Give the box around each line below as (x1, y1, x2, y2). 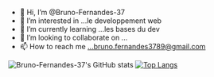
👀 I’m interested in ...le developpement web (19, 16, 161, 25)
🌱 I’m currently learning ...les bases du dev (19, 25, 161, 33)
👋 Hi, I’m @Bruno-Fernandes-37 (19, 8, 126, 17)
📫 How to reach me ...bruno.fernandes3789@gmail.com (19, 42, 206, 51)
